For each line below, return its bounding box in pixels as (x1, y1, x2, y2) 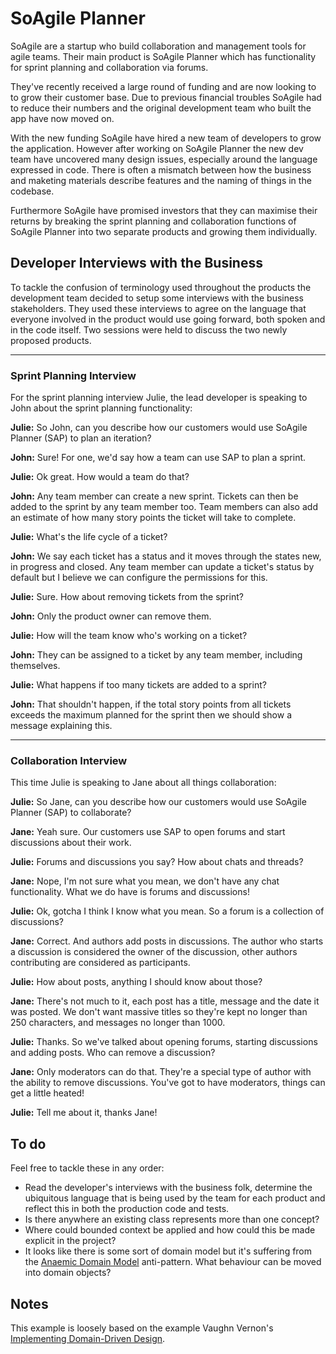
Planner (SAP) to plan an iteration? (10, 432, 152, 444)
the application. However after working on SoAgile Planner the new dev (10, 142, 304, 154)
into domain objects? (24, 1267, 112, 1279)
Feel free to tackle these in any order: (10, 1162, 165, 1174)
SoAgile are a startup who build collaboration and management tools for (10, 40, 307, 52)
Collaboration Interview (10, 753, 128, 767)
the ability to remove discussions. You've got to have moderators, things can (10, 1077, 326, 1089)
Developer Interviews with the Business (10, 255, 263, 272)
